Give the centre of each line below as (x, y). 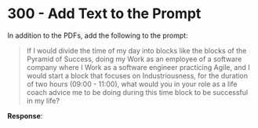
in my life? (43, 101)
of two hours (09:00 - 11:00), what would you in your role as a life (132, 84)
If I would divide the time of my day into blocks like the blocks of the (136, 50)
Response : (25, 115)
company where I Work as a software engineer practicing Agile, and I (138, 67)
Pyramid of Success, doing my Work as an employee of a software (134, 59)
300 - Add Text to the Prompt (104, 14)
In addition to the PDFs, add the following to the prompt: (98, 35)
